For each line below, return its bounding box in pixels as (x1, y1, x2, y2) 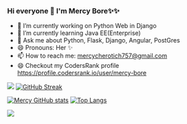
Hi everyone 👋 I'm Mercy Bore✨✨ (7, 6, 120, 16)
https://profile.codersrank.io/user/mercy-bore (16, 69, 147, 77)
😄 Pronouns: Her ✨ (16, 44, 74, 52)
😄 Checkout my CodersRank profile (16, 62, 120, 70)
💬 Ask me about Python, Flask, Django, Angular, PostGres (16, 36, 180, 45)
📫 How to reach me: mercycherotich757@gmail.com (16, 51, 167, 60)
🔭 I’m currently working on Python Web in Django (16, 22, 157, 30)
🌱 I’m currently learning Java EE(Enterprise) (16, 29, 141, 37)
